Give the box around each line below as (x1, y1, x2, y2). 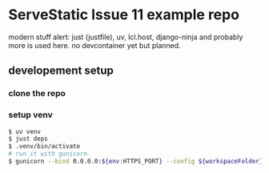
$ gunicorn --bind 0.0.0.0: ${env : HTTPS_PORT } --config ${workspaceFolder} (8, 158, 263, 166)
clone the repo (8, 88, 66, 99)
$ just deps (8, 135, 48, 143)
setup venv (8, 110, 54, 121)
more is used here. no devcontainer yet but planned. (8, 40, 182, 50)
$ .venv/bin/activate (8, 143, 81, 151)
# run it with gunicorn (8, 150, 88, 158)
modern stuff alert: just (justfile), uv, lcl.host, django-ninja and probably (8, 32, 243, 42)
